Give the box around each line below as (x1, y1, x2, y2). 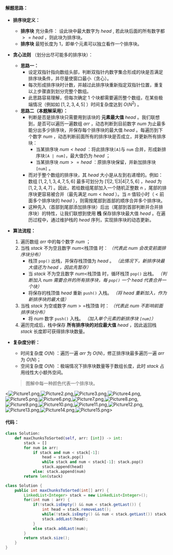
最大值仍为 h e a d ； (70, 152, 111, 158)
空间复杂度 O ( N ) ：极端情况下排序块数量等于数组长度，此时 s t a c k (20, 363, 159, 369)
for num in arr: (24, 445, 59, 450)
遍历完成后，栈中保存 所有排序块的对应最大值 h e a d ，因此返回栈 (20, 322, 157, 328)
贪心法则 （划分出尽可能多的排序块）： (12, 52, 93, 58)
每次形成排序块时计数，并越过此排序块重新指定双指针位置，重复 (28, 82, 163, 88)
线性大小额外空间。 (25, 369, 66, 375)
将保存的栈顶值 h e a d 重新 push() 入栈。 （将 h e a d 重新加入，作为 (28, 290, 167, 296)
